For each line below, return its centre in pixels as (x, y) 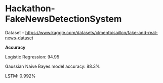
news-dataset (19, 38)
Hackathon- (30, 9)
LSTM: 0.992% (20, 76)
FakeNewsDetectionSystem (63, 19)
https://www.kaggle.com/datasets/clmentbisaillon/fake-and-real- (91, 32)
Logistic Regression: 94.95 (32, 56)
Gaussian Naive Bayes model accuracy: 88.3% (53, 66)
